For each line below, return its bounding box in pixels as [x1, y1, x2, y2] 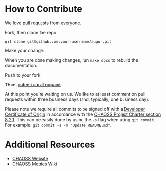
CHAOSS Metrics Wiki [12, 161, 57, 167]
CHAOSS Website [12, 155, 48, 161]
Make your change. [5, 47, 44, 53]
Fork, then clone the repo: [5, 29, 58, 35]
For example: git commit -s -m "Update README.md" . [5, 122, 112, 128]
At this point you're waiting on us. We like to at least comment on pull [5, 91, 146, 97]
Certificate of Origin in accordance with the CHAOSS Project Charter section [5, 111, 161, 117]
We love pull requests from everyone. [5, 20, 82, 26]
